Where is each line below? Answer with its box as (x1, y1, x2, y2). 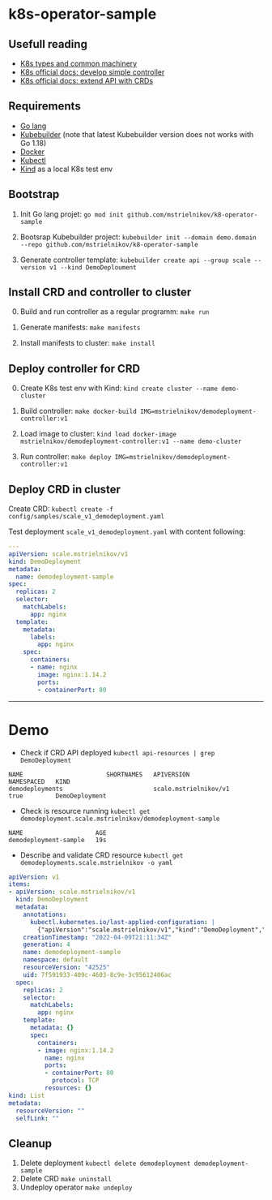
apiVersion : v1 (8, 873, 60, 881)
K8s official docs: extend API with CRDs (19, 76, 154, 85)
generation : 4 (23, 940, 70, 949)
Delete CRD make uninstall (19, 1174, 112, 1184)
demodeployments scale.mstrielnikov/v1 (8, 785, 230, 793)
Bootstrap (8, 187, 60, 201)
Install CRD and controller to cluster (8, 286, 192, 299)
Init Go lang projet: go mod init (19, 209, 124, 219)
